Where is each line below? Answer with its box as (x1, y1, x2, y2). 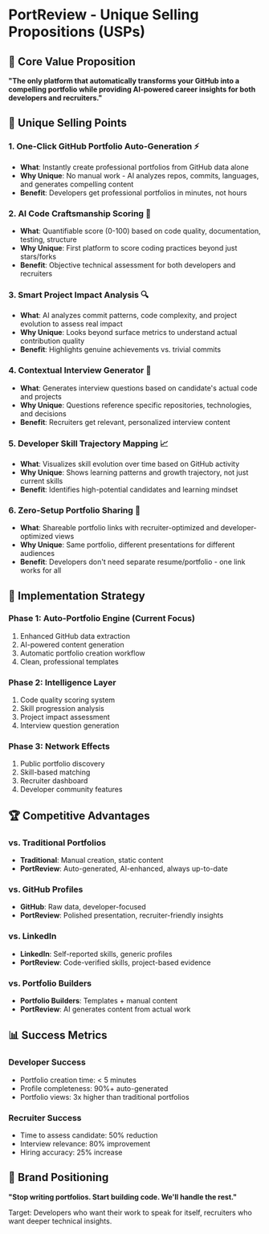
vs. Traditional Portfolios (8, 837, 107, 848)
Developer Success (8, 1056, 86, 1068)
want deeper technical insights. (8, 1216, 112, 1226)
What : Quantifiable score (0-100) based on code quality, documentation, (19, 226, 261, 235)
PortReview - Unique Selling (8, 6, 199, 24)
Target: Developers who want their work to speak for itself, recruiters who (8, 1207, 253, 1217)
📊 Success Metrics (8, 1028, 108, 1042)
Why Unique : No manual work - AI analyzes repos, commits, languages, (19, 170, 259, 180)
